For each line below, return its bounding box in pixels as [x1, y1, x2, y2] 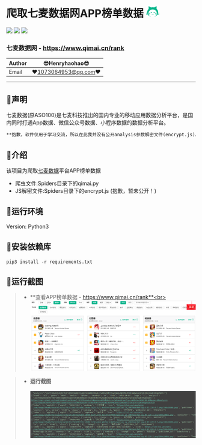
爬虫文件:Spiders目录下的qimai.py [14, 180, 99, 187]
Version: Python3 [6, 223, 49, 230]
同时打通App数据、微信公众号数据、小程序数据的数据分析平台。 [11, 119, 170, 126]
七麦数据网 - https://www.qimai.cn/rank [6, 44, 124, 52]
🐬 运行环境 [6, 207, 43, 217]
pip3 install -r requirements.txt [6, 259, 93, 265]
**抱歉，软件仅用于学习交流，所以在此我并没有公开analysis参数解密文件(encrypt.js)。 [6, 132, 200, 138]
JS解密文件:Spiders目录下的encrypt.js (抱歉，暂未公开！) [14, 187, 157, 194]
